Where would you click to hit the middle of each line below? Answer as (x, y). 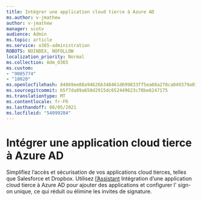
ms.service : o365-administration (48, 46)
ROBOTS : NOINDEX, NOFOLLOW (40, 51)
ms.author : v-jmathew (33, 18)
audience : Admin (26, 34)
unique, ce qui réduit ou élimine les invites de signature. (83, 191)
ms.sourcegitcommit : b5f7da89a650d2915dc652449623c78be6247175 (87, 91)
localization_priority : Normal (45, 57)
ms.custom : (20, 68)
